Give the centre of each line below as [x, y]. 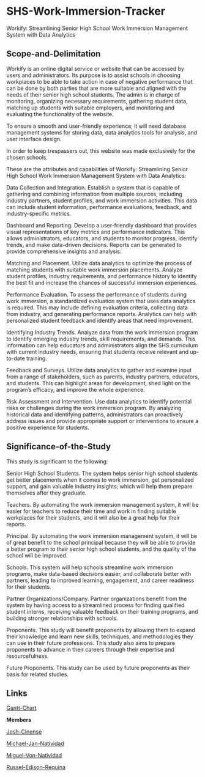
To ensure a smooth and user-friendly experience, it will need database [96, 126]
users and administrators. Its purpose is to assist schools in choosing [93, 75]
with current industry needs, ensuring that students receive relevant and [97, 352]
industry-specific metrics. [39, 213]
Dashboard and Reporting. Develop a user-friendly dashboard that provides [102, 225]
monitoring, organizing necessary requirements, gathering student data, [97, 101]
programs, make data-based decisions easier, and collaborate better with [99, 573]
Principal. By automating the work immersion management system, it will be [102, 536]
